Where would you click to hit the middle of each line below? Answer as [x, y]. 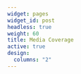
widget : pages [28, 14]
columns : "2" [33, 60]
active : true [26, 47]
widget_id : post [31, 20]
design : [19, 54]
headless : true [30, 27]
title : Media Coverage [40, 40]
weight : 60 [23, 33]
